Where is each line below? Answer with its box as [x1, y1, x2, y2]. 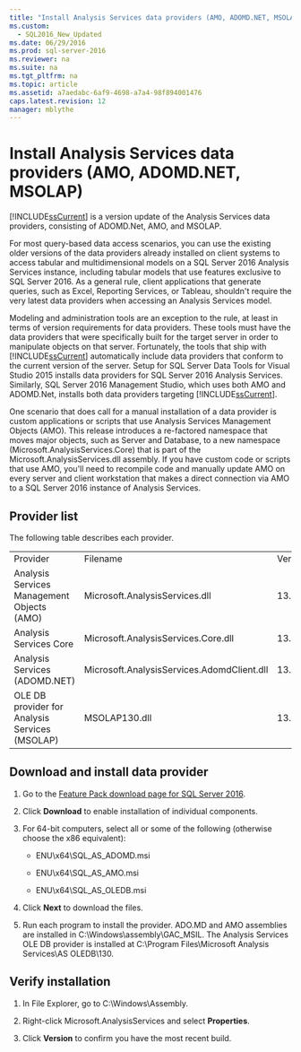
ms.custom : [9, 22, 50, 30]
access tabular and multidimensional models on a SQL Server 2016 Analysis [9, 257, 289, 268]
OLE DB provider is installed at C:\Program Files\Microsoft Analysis [21, 938, 270, 949]
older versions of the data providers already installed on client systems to [9, 248, 280, 258]
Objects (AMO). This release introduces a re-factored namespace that [9, 425, 268, 436]
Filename [83, 552, 123, 565]
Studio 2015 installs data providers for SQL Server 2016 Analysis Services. [9, 370, 284, 381]
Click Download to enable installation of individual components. [21, 805, 258, 816]
